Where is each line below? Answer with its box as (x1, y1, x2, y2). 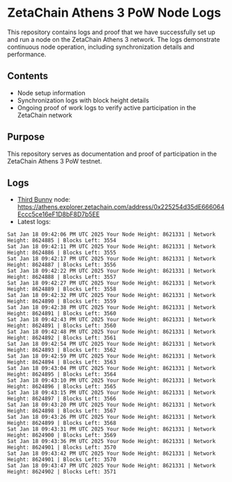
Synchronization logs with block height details (17, 96, 149, 104)
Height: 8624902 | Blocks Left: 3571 (7, 468, 117, 476)
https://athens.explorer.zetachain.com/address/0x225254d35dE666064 (17, 203, 224, 211)
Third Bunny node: (17, 195, 71, 204)
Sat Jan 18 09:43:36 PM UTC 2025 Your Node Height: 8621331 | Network (7, 438, 216, 445)
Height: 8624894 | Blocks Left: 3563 (7, 359, 117, 366)
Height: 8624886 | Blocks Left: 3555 (7, 249, 117, 257)
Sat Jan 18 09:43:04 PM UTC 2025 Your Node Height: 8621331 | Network (7, 365, 216, 372)
